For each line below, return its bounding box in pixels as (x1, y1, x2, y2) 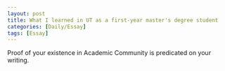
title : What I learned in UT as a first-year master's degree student (7, 17, 219, 24)
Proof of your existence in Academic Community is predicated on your (7, 49, 212, 57)
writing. (7, 56, 30, 65)
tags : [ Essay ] (7, 29, 49, 37)
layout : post (7, 10, 46, 17)
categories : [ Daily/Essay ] (7, 23, 86, 30)
